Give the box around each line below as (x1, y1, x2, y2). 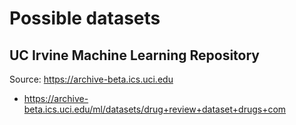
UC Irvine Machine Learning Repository (9, 47, 260, 64)
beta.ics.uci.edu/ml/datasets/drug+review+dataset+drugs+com (23, 103, 287, 115)
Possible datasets (9, 7, 161, 30)
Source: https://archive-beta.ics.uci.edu (9, 73, 174, 85)
